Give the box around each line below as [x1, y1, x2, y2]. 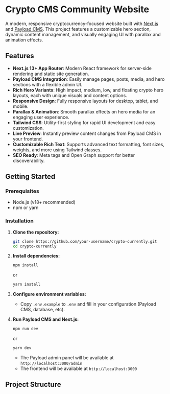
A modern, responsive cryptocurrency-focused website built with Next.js [5, 20, 158, 27]
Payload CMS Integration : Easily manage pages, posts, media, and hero [12, 76, 165, 82]
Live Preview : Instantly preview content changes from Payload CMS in [12, 130, 161, 136]
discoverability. [12, 157, 45, 164]
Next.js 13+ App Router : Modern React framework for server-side [12, 65, 152, 71]
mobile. [12, 103, 29, 109]
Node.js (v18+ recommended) [12, 199, 76, 205]
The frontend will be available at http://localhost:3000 [20, 365, 137, 372]
